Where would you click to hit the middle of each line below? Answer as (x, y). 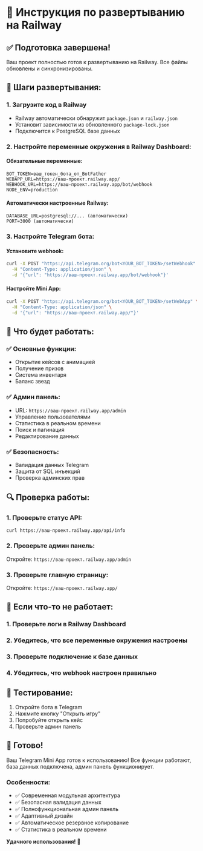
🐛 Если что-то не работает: (60, 607)
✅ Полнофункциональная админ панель (67, 809)
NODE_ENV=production (32, 190)
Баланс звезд (32, 382)
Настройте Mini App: (34, 289)
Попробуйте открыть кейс (49, 720)
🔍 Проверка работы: (48, 498)
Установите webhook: (35, 251)
